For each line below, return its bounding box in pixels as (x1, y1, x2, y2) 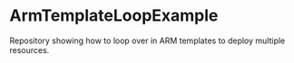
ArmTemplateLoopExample (9, 5, 219, 26)
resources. (9, 44, 50, 55)
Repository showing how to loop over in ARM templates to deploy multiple (9, 35, 286, 46)
